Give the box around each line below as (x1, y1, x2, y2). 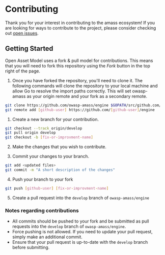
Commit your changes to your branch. (12, 154, 89, 159)
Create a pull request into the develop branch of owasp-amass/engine (12, 194, 150, 200)
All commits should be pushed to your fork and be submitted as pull (12, 218, 149, 224)
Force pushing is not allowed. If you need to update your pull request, (12, 229, 153, 235)
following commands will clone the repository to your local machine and (12, 83, 158, 89)
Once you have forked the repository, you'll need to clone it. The (12, 77, 143, 83)
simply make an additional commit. (12, 234, 82, 240)
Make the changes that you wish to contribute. (12, 144, 107, 150)
